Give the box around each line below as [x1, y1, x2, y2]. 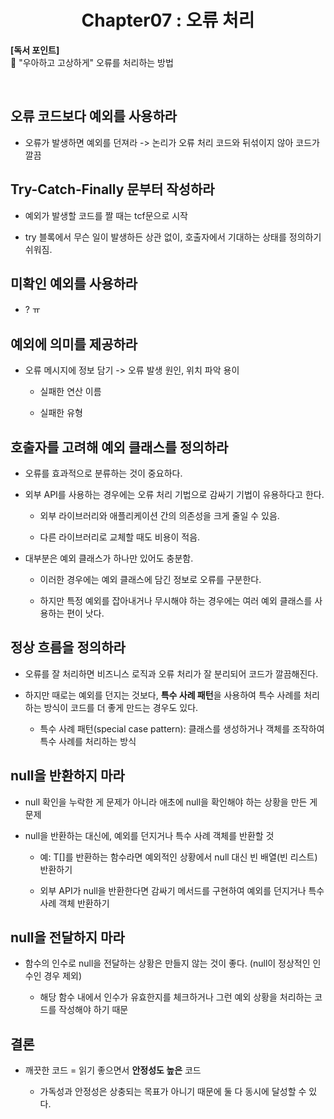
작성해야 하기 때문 [58, 1004, 129, 1016]
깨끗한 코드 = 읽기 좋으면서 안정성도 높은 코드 [24, 1064, 202, 1076]
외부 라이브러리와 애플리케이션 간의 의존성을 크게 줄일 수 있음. [39, 510, 280, 521]
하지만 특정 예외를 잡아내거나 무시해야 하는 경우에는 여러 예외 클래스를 [39, 595, 313, 606]
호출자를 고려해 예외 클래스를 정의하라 [10, 439, 229, 456]
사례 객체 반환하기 [39, 897, 110, 909]
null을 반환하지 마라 [10, 767, 125, 785]
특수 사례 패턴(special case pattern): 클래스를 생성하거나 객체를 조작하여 [39, 722, 325, 735]
